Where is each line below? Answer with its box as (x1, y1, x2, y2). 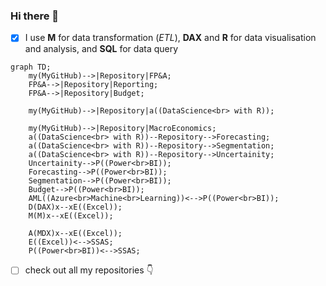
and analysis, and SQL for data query (24, 43, 179, 55)
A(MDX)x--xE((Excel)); (28, 229, 123, 239)
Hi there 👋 (10, 9, 60, 23)
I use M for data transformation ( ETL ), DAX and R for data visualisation (24, 32, 317, 44)
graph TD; (10, 62, 52, 73)
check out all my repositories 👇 (24, 264, 154, 276)
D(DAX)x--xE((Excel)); (28, 202, 123, 213)
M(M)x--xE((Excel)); (28, 211, 114, 221)
